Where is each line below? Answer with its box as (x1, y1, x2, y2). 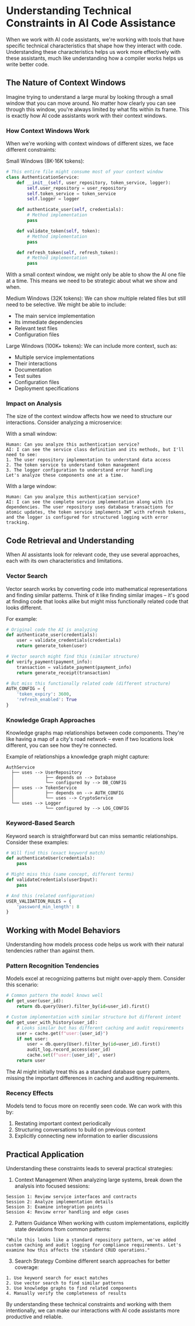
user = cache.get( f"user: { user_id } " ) (16, 1030, 109, 1036)
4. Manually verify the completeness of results (6, 1290, 127, 1297)
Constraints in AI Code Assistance (6, 16, 176, 30)
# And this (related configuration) (6, 893, 95, 898)
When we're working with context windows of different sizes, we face (6, 140, 174, 147)
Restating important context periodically (14, 1120, 111, 1127)
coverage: (14, 1264, 39, 1271)
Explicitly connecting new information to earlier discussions (14, 1132, 158, 1140)
